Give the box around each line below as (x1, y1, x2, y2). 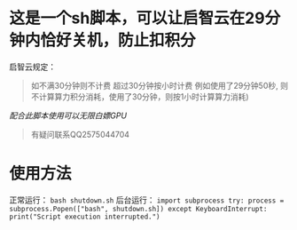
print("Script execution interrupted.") (9, 212, 161, 221)
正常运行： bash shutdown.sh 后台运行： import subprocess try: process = (9, 194, 285, 205)
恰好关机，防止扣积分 (40, 30, 197, 51)
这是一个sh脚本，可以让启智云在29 (9, 8, 265, 28)
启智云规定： (9, 61, 56, 72)
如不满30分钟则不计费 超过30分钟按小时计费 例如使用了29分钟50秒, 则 (30, 80, 288, 91)
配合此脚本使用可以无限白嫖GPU (9, 110, 127, 121)
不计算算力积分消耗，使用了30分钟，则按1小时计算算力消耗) (30, 91, 250, 102)
